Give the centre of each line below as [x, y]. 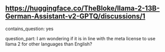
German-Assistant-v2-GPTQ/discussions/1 [75, 17]
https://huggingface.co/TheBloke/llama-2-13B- [82, 8]
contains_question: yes [29, 29]
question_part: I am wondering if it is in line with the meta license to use [80, 38]
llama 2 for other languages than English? [49, 44]
